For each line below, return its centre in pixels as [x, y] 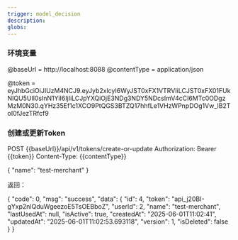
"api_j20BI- [188, 199]
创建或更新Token [36, 133]
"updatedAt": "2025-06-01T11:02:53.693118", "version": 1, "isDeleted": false [118, 222]
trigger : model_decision [44, 14]
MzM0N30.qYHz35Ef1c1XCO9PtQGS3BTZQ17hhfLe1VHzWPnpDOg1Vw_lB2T [119, 105]
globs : [17, 27]
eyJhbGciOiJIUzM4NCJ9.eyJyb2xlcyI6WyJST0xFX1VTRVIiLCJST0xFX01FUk [119, 90]
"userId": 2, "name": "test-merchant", [166, 206]
